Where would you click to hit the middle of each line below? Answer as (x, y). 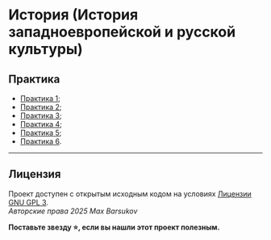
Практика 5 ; (41, 133)
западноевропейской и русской (122, 32)
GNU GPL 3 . (28, 202)
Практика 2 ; (41, 107)
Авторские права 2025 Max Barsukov (73, 211)
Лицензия (35, 174)
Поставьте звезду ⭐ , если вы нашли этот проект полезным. (114, 227)
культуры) (46, 49)
